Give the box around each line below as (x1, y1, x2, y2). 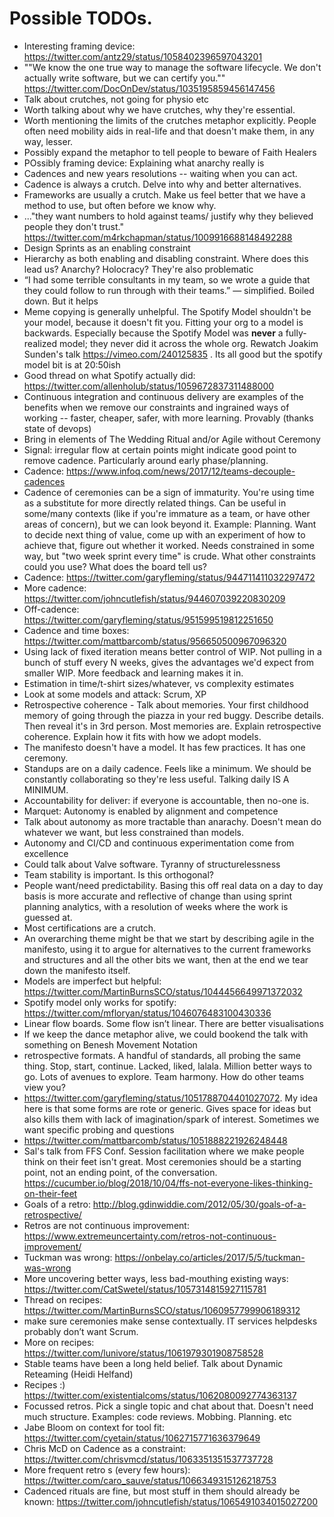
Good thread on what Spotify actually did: (23, 369, 196, 381)
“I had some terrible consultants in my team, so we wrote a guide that (23, 273, 311, 286)
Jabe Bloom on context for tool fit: (23, 1421, 165, 1433)
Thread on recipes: (23, 1293, 103, 1306)
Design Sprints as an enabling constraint (23, 242, 191, 254)
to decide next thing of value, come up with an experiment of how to (23, 528, 306, 541)
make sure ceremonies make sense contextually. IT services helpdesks (23, 1315, 318, 1327)
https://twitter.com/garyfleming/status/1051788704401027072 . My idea (23, 1092, 319, 1104)
